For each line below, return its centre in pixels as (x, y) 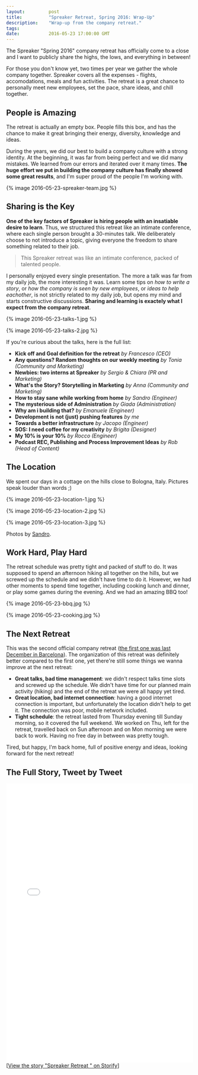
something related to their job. (43, 246)
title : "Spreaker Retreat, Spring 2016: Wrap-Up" (81, 17)
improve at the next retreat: (39, 667)
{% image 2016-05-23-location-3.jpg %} (56, 522)
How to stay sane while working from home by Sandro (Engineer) (96, 398)
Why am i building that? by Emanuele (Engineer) (74, 410)
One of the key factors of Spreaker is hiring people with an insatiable (92, 221)
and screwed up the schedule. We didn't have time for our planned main (103, 685)
